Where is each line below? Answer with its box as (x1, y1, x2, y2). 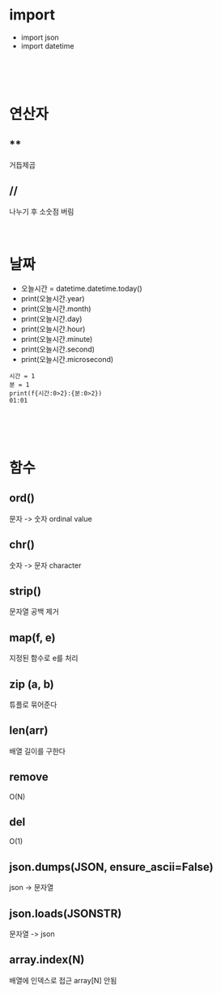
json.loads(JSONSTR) (9, 906, 122, 920)
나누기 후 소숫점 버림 (9, 207, 74, 216)
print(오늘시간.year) (20, 293, 85, 303)
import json (20, 32, 59, 42)
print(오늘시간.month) (20, 304, 91, 313)
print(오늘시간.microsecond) (20, 354, 114, 364)
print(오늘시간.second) (20, 344, 96, 354)
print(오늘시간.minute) (20, 334, 93, 343)
